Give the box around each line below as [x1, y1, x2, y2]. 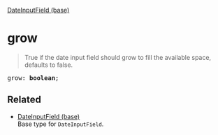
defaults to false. [24, 61, 73, 69]
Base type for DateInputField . [17, 120, 104, 128]
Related [7, 94, 42, 106]
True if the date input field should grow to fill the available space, [24, 53, 212, 61]
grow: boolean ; [7, 74, 59, 82]
